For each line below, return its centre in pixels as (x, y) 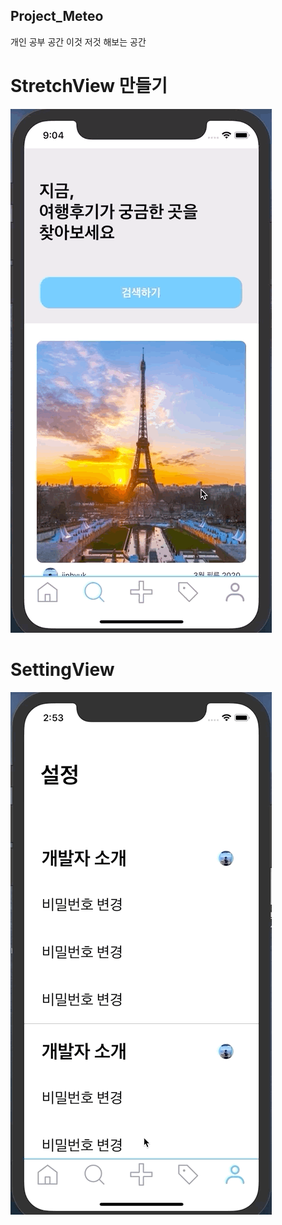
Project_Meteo (57, 16)
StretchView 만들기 (89, 86)
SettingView (62, 669)
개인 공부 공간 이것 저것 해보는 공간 (78, 41)
